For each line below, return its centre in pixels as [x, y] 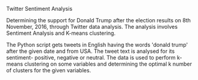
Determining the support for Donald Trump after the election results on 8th [99, 20]
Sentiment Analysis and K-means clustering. [61, 33]
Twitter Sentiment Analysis [39, 9]
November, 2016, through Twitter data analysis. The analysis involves [92, 27]
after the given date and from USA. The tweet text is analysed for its [91, 51]
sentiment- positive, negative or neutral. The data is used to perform [91, 57]
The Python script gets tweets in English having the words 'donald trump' [97, 45]
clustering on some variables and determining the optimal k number [108, 64]
